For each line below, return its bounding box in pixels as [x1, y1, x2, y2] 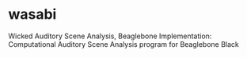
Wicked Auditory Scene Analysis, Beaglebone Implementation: [8, 31, 212, 41]
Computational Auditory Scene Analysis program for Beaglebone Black [8, 39, 240, 48]
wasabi [8, 5, 57, 23]
